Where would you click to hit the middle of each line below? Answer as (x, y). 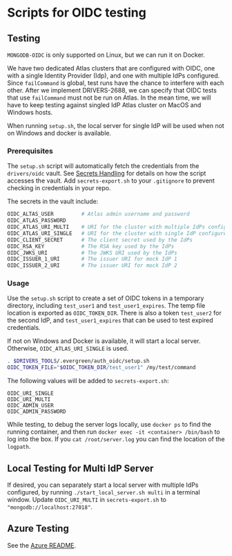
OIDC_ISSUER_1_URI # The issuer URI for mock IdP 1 (92, 259)
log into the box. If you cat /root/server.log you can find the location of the (116, 439)
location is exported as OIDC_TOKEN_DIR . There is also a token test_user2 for (115, 313)
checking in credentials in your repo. (59, 188)
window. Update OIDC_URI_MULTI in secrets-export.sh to (87, 500)
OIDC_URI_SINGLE (30, 393)
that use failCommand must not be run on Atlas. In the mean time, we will (109, 98)
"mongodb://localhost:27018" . (50, 507)
